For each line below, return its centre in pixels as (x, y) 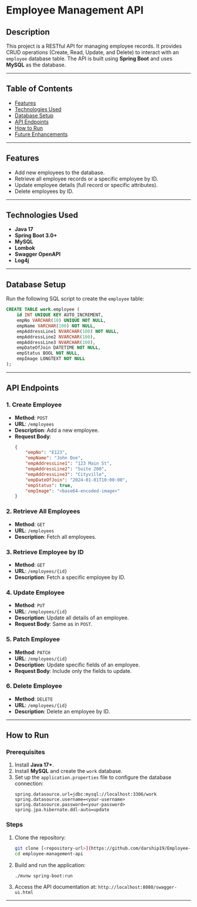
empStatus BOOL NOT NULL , (48, 354)
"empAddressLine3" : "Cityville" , (66, 474)
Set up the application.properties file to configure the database (93, 778)
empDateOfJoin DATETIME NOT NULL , (59, 348)
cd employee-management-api (49, 853)
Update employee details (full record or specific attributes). (86, 185)
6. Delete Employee (34, 686)
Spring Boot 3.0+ (36, 235)
